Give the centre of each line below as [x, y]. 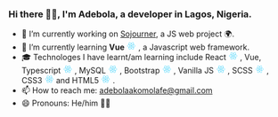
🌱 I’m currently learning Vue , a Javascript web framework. [135, 47]
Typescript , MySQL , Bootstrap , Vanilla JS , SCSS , [145, 71]
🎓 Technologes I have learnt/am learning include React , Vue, [141, 58]
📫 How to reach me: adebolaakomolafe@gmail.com [117, 90]
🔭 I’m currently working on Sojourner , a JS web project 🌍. [128, 34]
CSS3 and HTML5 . [68, 81]
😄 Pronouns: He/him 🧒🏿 [66, 103]
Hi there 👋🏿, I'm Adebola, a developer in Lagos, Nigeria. [130, 14]
